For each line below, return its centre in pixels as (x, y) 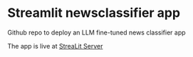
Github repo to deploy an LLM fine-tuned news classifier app (97, 32)
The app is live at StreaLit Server (55, 46)
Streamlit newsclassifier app (94, 13)
